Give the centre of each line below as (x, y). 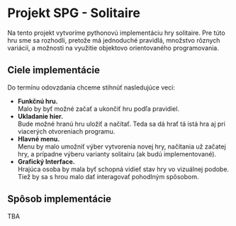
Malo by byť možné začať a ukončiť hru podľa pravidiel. (98, 109)
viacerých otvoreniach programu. (66, 131)
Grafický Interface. (46, 161)
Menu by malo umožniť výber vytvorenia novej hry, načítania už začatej (122, 146)
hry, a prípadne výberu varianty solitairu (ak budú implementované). (117, 154)
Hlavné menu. (39, 139)
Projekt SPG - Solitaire (74, 13)
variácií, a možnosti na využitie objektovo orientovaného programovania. (113, 48)
